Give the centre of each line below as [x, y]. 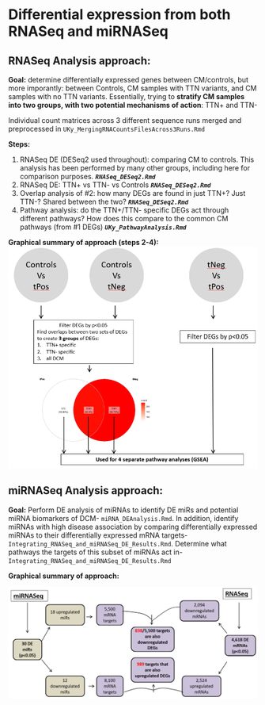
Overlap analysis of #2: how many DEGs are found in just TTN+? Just [132, 193]
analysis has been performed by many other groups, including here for [135, 168]
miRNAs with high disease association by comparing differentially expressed [133, 527]
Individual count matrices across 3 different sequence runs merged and [125, 120]
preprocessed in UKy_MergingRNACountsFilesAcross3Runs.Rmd [107, 129]
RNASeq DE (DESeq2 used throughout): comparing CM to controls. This [137, 159]
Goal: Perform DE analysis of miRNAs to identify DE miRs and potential [123, 510]
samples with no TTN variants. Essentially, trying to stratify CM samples [127, 96]
